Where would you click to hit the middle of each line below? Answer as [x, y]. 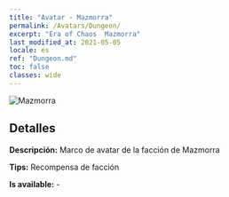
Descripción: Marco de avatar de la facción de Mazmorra [114, 150]
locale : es [29, 51]
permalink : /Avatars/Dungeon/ [65, 26]
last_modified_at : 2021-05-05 [65, 42]
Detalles [32, 128]
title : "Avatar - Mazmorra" [61, 17]
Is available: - [35, 184]
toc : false [29, 67]
